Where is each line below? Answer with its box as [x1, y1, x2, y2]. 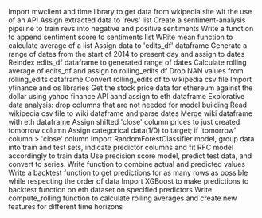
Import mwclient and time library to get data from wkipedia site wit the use [8, 7, 252, 16]
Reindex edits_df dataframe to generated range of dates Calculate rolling [8, 57, 247, 67]
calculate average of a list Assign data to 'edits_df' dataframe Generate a [8, 41, 248, 50]
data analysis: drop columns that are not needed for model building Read [8, 100, 248, 109]
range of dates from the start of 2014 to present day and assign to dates [8, 50, 245, 58]
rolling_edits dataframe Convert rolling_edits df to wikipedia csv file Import [8, 75, 252, 84]
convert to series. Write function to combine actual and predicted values [8, 160, 245, 168]
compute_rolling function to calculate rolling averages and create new [8, 193, 237, 203]
